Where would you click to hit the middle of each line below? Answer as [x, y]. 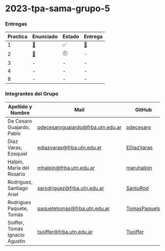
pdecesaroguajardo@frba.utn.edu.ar [80, 127]
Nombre [20, 113]
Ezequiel [17, 154]
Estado [71, 36]
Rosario [16, 174]
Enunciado [45, 36]
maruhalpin [139, 168]
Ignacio [16, 235]
